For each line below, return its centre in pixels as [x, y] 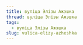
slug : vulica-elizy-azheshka [41, 33]
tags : [13, 22]
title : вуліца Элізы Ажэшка [40, 11]
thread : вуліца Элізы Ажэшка [41, 17]
